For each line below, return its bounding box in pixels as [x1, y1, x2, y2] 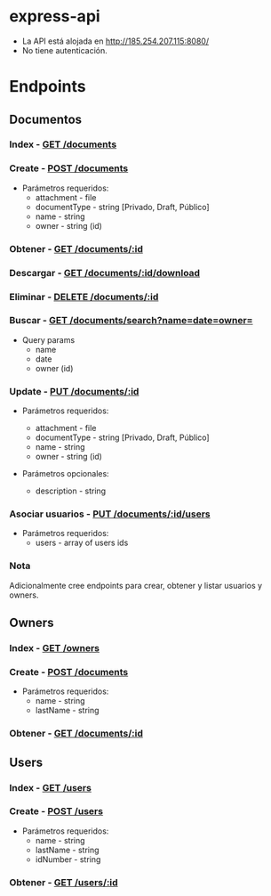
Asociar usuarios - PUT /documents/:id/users [9, 508, 211, 520]
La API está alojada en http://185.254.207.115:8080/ [21, 36, 210, 46]
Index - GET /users [9, 781, 92, 794]
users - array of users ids [35, 537, 129, 549]
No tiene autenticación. [21, 45, 108, 55]
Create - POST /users [9, 805, 104, 818]
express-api [9, 6, 100, 27]
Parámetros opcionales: [21, 468, 109, 479]
